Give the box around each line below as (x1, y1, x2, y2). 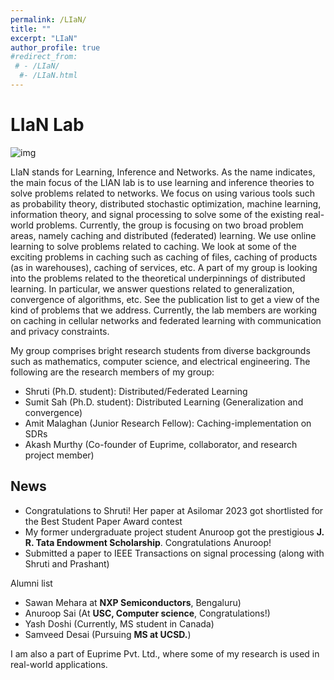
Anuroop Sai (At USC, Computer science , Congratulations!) (24, 607, 271, 619)
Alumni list (10, 577, 53, 589)
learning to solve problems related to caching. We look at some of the (10, 240, 297, 252)
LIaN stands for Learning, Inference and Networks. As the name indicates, (10, 166, 316, 178)
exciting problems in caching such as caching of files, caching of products (10, 251, 318, 263)
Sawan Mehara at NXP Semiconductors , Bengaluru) (24, 596, 242, 608)
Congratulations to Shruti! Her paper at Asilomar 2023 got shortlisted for (24, 504, 324, 516)
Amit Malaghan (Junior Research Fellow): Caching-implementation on (24, 417, 312, 429)
